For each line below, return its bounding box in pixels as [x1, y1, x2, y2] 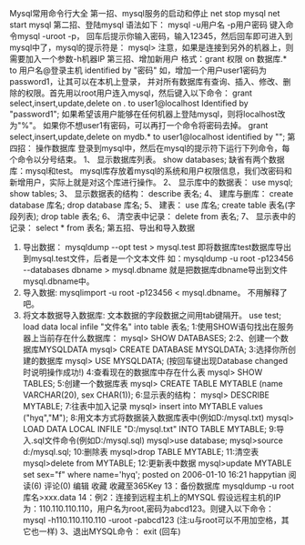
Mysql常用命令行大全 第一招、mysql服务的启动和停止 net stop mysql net [9, 8, 280, 18]
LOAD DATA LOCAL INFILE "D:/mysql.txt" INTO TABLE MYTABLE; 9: [22, 424, 277, 434]
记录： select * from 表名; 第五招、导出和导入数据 [9, 222, 196, 233]
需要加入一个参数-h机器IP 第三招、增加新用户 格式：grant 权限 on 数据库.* [9, 54, 288, 64]
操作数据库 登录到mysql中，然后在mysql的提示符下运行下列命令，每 [35, 143, 290, 153]
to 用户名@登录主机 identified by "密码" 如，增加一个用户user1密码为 [9, 65, 267, 76]
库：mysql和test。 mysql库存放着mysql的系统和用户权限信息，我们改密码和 [9, 166, 293, 176]
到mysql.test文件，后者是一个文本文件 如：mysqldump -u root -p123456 [22, 253, 294, 264]
